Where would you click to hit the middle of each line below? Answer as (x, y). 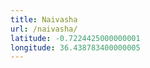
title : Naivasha (44, 19)
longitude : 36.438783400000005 (75, 47)
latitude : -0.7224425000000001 (75, 38)
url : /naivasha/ (44, 29)
